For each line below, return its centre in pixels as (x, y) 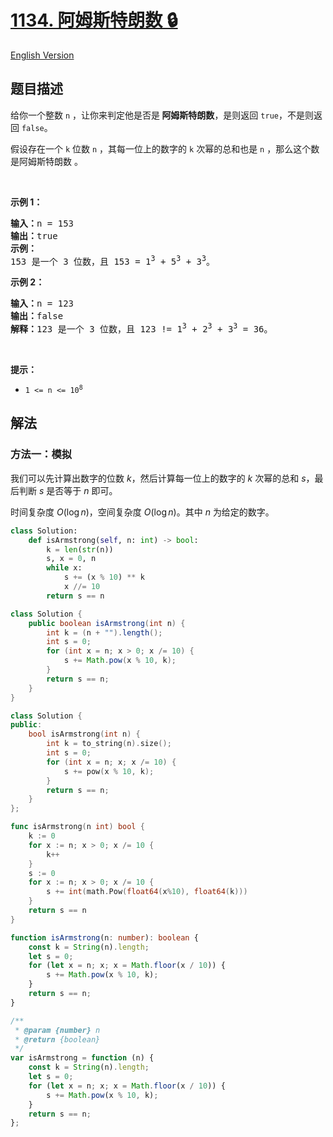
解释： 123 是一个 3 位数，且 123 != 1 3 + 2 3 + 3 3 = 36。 (141, 328)
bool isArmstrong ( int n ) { (84, 734)
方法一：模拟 (41, 454)
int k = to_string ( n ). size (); (109, 744)
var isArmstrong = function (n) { (82, 1058)
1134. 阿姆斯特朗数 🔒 (94, 20)
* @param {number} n (57, 1030)
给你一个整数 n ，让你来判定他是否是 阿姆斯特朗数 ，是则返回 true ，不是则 (162, 115)
